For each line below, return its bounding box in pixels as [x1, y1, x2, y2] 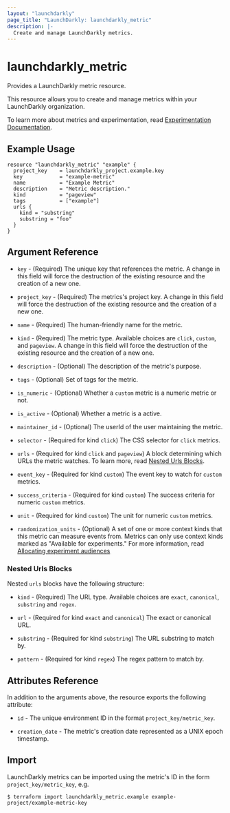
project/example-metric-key [7, 799, 88, 806]
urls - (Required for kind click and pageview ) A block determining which [16, 449, 222, 457]
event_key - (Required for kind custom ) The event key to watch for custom [16, 470, 222, 478]
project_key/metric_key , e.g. [7, 780, 89, 788]
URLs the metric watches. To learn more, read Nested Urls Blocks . [16, 456, 205, 465]
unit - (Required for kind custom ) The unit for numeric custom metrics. [16, 511, 214, 519]
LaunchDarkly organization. [7, 103, 85, 111]
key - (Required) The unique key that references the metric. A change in [16, 265, 220, 273]
